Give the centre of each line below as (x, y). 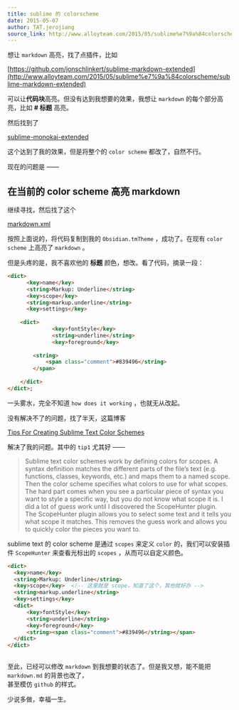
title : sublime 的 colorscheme (53, 14)
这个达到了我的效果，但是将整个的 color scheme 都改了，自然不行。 (106, 152)
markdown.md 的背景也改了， (48, 675)
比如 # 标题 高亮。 (46, 108)
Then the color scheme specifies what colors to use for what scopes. (126, 483)
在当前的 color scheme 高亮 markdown (94, 192)
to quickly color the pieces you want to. (83, 529)
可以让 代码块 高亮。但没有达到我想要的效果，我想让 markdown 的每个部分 (112, 99)
